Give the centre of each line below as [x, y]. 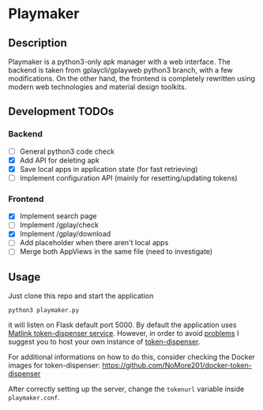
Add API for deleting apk [60, 160]
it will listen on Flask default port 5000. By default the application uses [122, 325]
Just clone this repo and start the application [81, 296]
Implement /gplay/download [65, 234]
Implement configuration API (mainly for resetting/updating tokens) [129, 177]
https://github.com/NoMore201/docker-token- [177, 365]
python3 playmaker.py [44, 311]
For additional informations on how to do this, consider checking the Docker [131, 357]
